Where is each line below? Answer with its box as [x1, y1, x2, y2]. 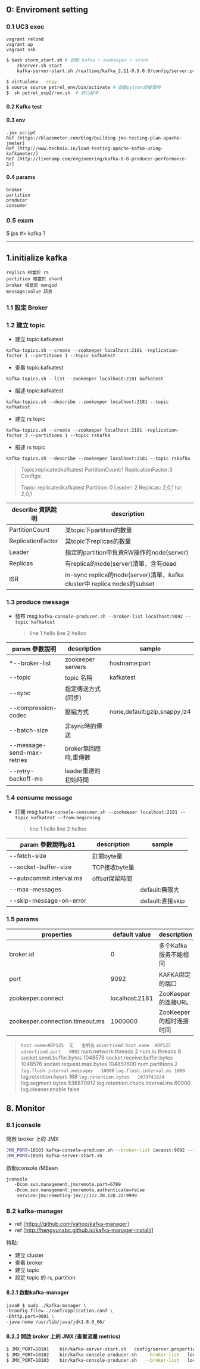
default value [112, 930, 151, 939]
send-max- [9, 748, 43, 757]
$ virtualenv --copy [6, 79, 58, 85]
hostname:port [109, 659, 151, 667]
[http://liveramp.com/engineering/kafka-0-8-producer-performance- [17, 156, 187, 162]
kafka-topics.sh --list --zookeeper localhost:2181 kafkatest [6, 376, 164, 382]
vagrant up [6, 41, 33, 47]
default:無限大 [140, 885, 180, 894]
